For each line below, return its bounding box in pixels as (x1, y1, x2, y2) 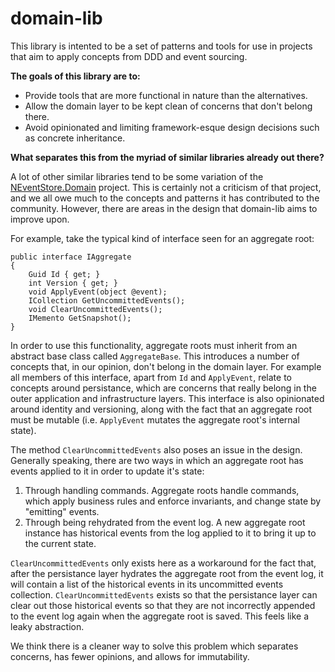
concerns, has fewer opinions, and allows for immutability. (10, 650, 250, 662)
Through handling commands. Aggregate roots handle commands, (24, 484, 300, 496)
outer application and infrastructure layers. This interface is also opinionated (10, 392, 325, 404)
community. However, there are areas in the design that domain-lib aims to (10, 202, 318, 214)
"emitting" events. (24, 505, 100, 517)
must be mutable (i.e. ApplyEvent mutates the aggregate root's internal (10, 413, 300, 426)
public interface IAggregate (10, 252, 132, 262)
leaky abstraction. (10, 620, 85, 632)
